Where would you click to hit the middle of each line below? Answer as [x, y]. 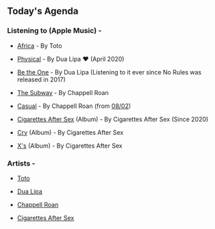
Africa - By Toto [39, 45]
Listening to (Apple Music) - [54, 31]
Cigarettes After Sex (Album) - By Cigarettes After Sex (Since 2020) [113, 119]
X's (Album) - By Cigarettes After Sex [69, 146]
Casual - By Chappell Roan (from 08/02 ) [74, 106]
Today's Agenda [43, 11]
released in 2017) [41, 79]
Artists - [21, 163]
